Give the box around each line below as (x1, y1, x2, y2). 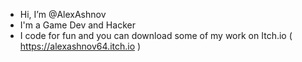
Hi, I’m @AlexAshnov (19, 9, 107, 20)
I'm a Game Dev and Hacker (19, 19, 136, 31)
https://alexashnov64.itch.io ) (19, 40, 142, 52)
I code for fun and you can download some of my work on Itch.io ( (19, 30, 293, 41)
